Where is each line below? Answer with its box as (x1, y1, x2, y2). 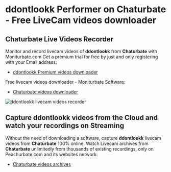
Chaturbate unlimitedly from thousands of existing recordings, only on (5, 145, 154, 152)
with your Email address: (5, 59, 57, 65)
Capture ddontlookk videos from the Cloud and (5, 113, 158, 122)
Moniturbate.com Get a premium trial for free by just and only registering (5, 54, 158, 60)
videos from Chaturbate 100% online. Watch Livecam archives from (5, 140, 149, 146)
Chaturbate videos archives (12, 161, 71, 167)
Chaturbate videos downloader (12, 89, 78, 95)
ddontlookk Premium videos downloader (12, 69, 98, 75)
